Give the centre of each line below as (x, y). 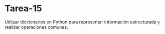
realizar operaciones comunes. (36, 27)
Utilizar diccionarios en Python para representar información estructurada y (82, 22)
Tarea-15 (23, 8)
